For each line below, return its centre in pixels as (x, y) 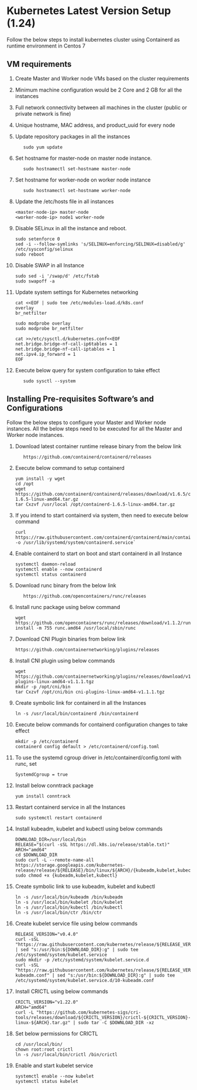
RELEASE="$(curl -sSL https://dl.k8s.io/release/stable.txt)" (92, 845)
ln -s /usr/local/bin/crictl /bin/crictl (66, 1054)
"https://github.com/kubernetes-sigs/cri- (89, 1012)
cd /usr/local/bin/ (39, 1044)
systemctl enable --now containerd (58, 569)
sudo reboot (30, 254)
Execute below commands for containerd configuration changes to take (101, 724)
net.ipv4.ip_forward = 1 (45, 354)
